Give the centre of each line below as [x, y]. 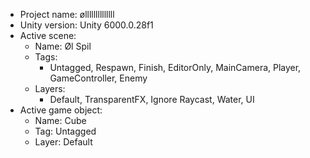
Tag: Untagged [65, 131]
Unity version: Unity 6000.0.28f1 [86, 25]
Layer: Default [63, 142]
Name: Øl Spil [63, 46]
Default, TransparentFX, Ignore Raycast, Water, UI [152, 99]
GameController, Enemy [98, 78]
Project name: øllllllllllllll [67, 14]
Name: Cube [60, 120]
